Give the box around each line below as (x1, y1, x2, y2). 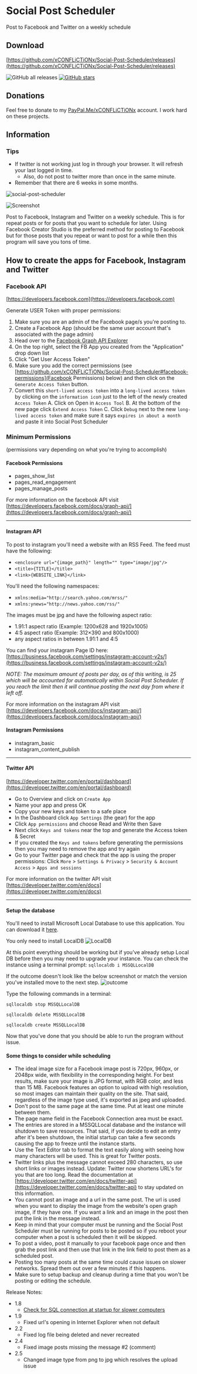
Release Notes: (6, 1289, 43, 1296)
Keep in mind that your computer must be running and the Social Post (14, 1221, 183, 1228)
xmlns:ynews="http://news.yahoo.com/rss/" (14, 601, 120, 607)
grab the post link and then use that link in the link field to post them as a (14, 1246, 191, 1253)
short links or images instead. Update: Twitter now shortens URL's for (14, 1165, 183, 1172)
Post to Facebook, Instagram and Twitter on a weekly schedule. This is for (6, 213, 185, 221)
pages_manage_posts (14, 485, 68, 492)
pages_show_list (14, 473, 55, 480)
